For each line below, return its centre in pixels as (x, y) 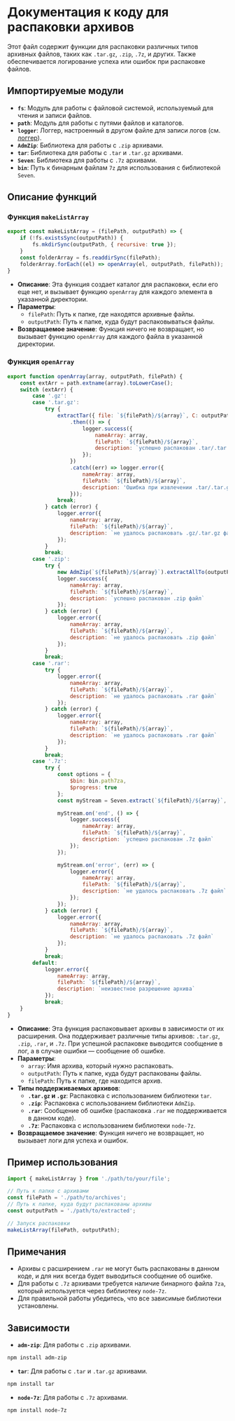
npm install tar (31, 1384)
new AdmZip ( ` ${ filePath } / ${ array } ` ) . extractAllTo (131, 573)
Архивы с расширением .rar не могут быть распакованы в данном (118, 1269)
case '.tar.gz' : (56, 403)
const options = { (84, 775)
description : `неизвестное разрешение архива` (126, 989)
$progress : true (93, 787)
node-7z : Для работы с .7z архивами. (72, 1398)
